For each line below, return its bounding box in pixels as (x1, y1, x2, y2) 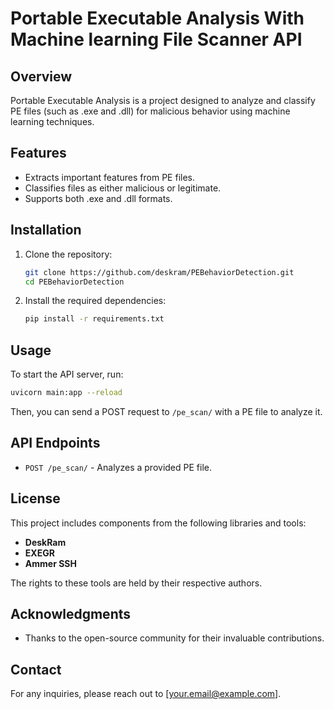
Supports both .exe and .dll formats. (24, 192, 173, 204)
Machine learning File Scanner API (10, 28, 303, 51)
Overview (10, 68, 73, 85)
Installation (10, 222, 82, 239)
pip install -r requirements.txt (24, 314, 165, 324)
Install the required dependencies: (24, 295, 167, 307)
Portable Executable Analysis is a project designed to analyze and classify (10, 95, 316, 106)
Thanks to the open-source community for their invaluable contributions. (24, 632, 325, 644)
